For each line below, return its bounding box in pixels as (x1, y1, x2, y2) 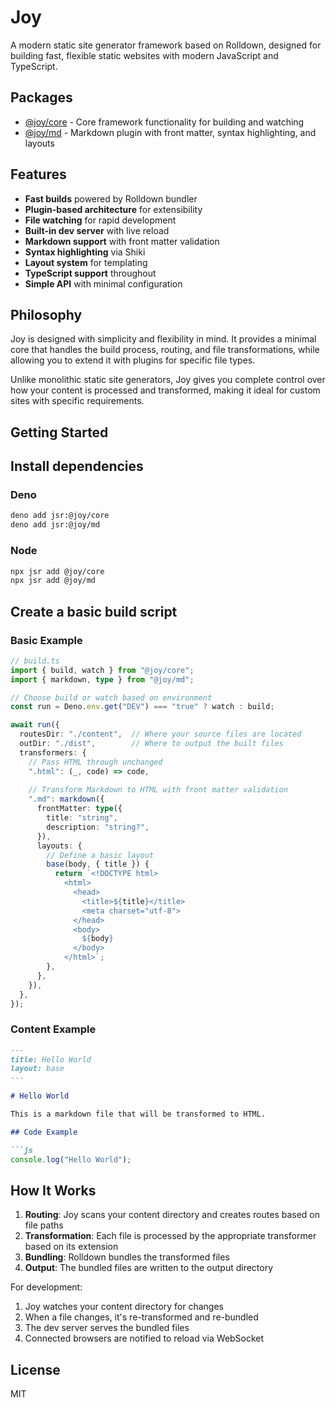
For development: (10, 1281, 83, 1293)
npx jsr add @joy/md (10, 576, 97, 586)
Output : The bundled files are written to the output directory (24, 1262, 274, 1274)
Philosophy (10, 306, 83, 323)
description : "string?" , (46, 822, 150, 832)
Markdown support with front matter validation (24, 235, 220, 247)
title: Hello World (10, 1054, 92, 1065)
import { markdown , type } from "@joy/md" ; (10, 674, 195, 685)
